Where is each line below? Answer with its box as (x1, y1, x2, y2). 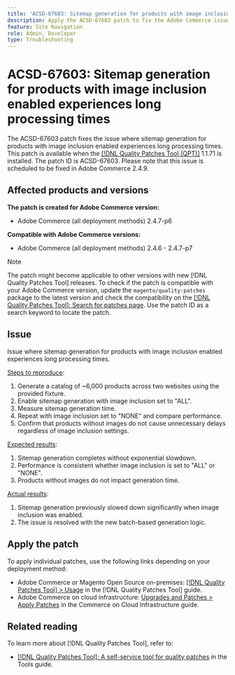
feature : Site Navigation (7, 23, 83, 30)
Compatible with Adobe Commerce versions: (7, 230, 141, 238)
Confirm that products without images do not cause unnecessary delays (17, 418, 226, 428)
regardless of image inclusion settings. (17, 426, 129, 435)
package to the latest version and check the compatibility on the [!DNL (7, 293, 211, 301)
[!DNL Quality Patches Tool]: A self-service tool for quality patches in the (17, 653, 227, 661)
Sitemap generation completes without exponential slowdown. (17, 454, 197, 462)
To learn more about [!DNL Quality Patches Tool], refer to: (7, 639, 173, 648)
